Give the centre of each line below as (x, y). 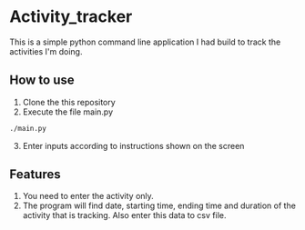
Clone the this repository (69, 102)
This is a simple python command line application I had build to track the (145, 42)
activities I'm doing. (46, 51)
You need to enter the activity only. (88, 196)
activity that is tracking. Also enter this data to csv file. (124, 215)
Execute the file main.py (68, 112)
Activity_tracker (71, 17)
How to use (42, 80)
